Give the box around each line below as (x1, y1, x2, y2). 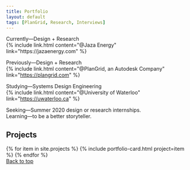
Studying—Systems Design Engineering (6, 83, 102, 90)
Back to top (6, 158, 34, 165)
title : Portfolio (6, 8, 48, 15)
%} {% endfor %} (6, 151, 48, 158)
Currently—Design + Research (6, 36, 80, 43)
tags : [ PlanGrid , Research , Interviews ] (6, 19, 106, 25)
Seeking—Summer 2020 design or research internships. (6, 106, 142, 114)
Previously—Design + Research (6, 59, 82, 66)
